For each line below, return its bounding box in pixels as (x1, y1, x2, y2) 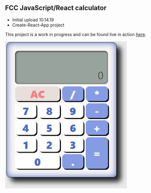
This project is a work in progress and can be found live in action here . (5, 31, 147, 37)
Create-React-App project (12, 22, 65, 28)
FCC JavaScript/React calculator (5, 4, 107, 12)
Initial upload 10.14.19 (12, 17, 54, 22)
